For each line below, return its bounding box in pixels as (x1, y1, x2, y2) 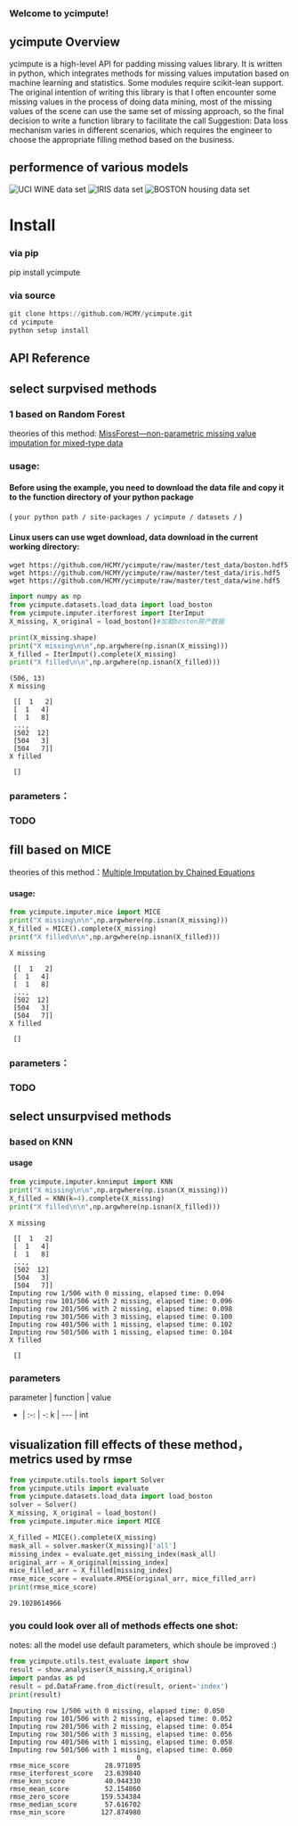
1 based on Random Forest (9, 408, 125, 420)
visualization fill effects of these (9, 1437, 191, 1452)
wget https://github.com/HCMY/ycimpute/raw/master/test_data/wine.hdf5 (9, 576, 280, 586)
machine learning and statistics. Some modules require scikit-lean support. (9, 77, 285, 87)
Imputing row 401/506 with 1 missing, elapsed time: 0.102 (9, 1319, 233, 1329)
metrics (9, 1452, 53, 1467)
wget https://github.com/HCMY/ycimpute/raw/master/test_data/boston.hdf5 (9, 561, 289, 570)
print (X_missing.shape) (9, 632, 98, 642)
